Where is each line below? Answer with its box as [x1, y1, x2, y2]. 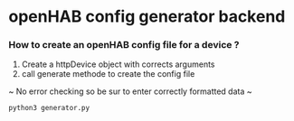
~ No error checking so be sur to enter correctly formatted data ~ [8, 86, 252, 97]
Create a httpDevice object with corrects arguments [21, 59, 215, 70]
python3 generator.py [8, 104, 90, 113]
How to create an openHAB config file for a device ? [8, 39, 241, 51]
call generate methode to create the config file [21, 69, 195, 79]
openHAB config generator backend [8, 6, 286, 27]
